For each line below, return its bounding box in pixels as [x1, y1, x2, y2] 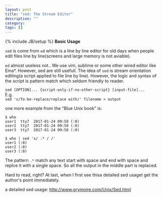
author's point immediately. [5, 177, 60, 183]
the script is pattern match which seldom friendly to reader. [5, 78, 124, 84]
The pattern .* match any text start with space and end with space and [5, 158, 148, 163]
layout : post [5, 7, 32, 12]
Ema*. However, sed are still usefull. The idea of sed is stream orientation [5, 68, 151, 73]
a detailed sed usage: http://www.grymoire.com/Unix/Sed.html [5, 187, 131, 193]
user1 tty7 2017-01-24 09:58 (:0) [5, 119, 80, 124]
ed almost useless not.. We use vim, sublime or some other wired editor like [5, 63, 156, 69]
